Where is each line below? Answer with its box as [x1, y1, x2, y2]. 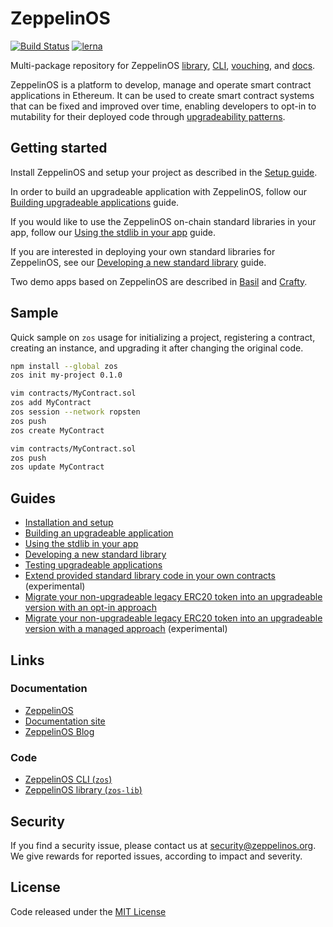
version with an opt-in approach [24, 602, 157, 614]
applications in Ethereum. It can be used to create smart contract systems [10, 89, 315, 101]
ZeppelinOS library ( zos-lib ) [24, 784, 143, 796]
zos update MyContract [10, 462, 105, 472]
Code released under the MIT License [10, 905, 167, 917]
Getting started [10, 140, 108, 157]
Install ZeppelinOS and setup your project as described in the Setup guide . [10, 166, 318, 178]
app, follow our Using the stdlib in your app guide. [10, 226, 217, 238]
